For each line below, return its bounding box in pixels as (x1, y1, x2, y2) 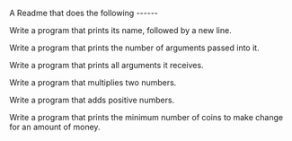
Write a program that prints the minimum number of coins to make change (9, 112, 284, 122)
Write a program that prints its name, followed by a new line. (9, 25, 232, 35)
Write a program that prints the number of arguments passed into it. (9, 42, 260, 53)
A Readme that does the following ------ (9, 8, 159, 18)
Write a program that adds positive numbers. (9, 94, 175, 105)
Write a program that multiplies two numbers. (9, 77, 177, 88)
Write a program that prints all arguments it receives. (9, 60, 204, 70)
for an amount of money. (9, 121, 101, 132)
